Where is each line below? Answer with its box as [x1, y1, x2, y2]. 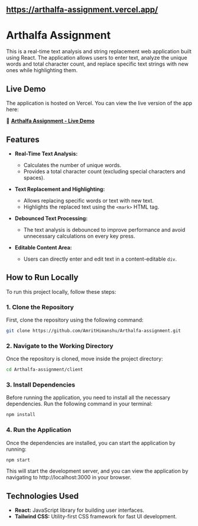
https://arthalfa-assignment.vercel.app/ [6, 5, 158, 15]
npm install [6, 412, 35, 418]
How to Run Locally [6, 272, 79, 283]
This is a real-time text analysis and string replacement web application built [6, 48, 192, 55]
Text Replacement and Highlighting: [14, 186, 105, 193]
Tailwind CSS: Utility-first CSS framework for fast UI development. [14, 513, 177, 520]
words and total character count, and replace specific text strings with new [6, 60, 189, 67]
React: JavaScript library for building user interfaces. [14, 506, 145, 514]
